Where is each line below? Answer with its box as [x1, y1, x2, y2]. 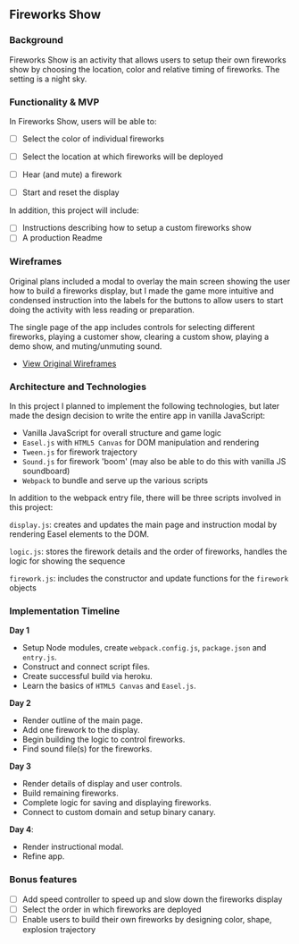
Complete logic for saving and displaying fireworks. [21, 797, 212, 808]
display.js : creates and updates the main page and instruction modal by [9, 519, 278, 530]
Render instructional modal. [21, 841, 124, 853]
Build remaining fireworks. [21, 787, 119, 799]
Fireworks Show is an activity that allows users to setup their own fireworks [9, 54, 287, 65]
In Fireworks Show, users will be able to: [9, 115, 157, 126]
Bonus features [9, 873, 78, 886]
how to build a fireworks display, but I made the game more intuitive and [9, 285, 275, 296]
